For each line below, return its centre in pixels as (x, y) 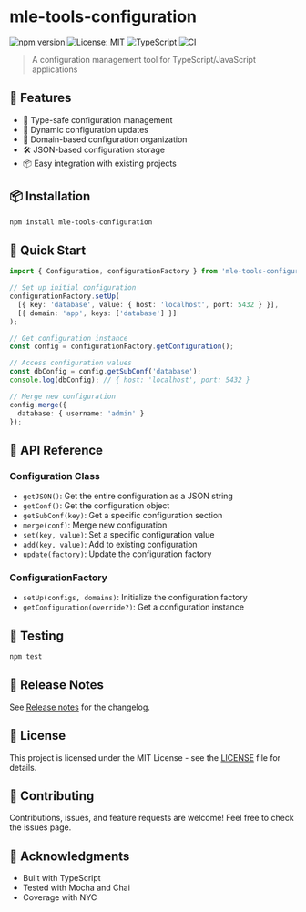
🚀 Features (41, 98)
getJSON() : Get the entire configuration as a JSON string (128, 496)
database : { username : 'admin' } (81, 413)
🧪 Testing (37, 635)
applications (55, 69)
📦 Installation (50, 196)
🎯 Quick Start (48, 250)
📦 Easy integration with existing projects (100, 163)
